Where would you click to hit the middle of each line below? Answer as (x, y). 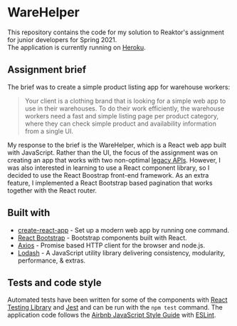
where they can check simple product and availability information (121, 123)
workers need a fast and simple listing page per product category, (122, 116)
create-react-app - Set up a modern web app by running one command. (123, 230)
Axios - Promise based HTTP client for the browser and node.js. (111, 245)
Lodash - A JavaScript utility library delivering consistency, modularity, (121, 253)
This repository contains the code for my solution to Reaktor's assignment (116, 32)
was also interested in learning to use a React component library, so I (109, 168)
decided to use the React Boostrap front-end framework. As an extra (108, 175)
